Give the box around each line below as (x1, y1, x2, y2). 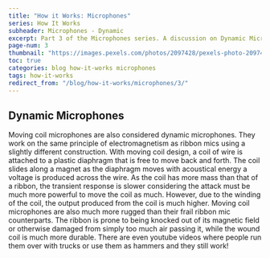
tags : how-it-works (8, 72, 74, 80)
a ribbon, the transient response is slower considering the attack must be (8, 182, 251, 191)
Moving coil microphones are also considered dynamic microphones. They (8, 130, 256, 140)
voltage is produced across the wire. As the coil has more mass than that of (8, 173, 259, 182)
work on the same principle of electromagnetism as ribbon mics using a (8, 138, 246, 149)
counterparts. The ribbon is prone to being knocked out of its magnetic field (8, 215, 260, 225)
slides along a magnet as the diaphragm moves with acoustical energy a (8, 164, 247, 174)
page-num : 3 (8, 42, 48, 50)
